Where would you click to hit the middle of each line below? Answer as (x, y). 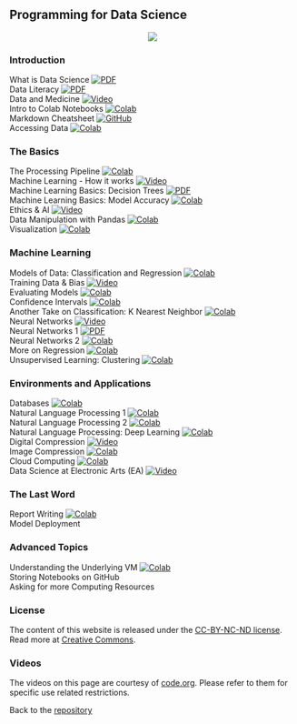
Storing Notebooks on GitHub (64, 577)
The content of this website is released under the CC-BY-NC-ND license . (146, 629)
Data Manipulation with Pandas (67, 220)
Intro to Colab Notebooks (57, 109)
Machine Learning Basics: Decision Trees (87, 191)
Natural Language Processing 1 (68, 412)
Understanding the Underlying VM (74, 567)
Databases (30, 403)
